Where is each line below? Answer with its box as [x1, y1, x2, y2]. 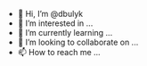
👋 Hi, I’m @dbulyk [17, 9, 84, 19]
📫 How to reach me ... [17, 47, 101, 57]
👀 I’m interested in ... [17, 18, 94, 29]
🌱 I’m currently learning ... [17, 28, 113, 37]
